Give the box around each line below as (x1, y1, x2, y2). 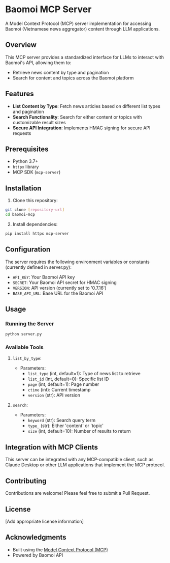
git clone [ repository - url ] (5, 207, 65, 212)
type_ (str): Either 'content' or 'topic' (27, 423, 104, 429)
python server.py (5, 332, 42, 337)
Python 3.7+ (12, 158, 39, 164)
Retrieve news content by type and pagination (12, 69, 109, 75)
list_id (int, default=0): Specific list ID (27, 376, 109, 382)
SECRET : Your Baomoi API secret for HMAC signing (12, 279, 117, 286)
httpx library (12, 164, 39, 170)
